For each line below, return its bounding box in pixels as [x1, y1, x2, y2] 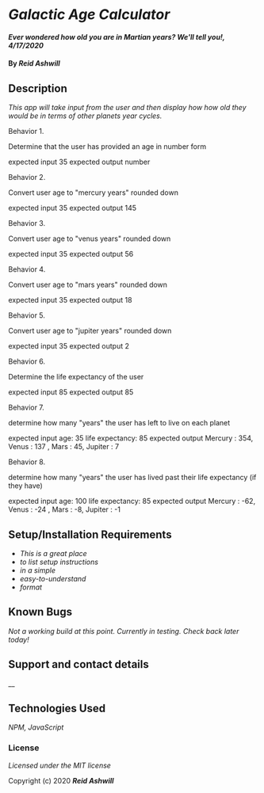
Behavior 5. [8, 311, 46, 320]
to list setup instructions [19, 557, 99, 566]
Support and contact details [8, 658, 149, 671]
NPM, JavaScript [8, 722, 64, 732]
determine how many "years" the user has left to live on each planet [8, 418, 231, 428]
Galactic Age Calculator [8, 6, 170, 24]
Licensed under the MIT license [8, 761, 111, 770]
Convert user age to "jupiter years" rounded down [8, 326, 172, 336]
